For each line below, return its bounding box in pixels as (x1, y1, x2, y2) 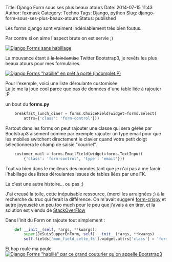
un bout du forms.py (5, 101, 50, 107)
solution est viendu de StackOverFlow (5, 207, 85, 213)
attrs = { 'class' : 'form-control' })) (24, 115, 100, 121)
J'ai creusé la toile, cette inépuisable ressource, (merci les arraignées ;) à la (5, 191, 165, 197)
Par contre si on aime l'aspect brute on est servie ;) (5, 35, 114, 41)
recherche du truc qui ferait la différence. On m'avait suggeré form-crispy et (5, 196, 166, 202)
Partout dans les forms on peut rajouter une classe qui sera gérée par (5, 125, 152, 131)
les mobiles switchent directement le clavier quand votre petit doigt (5, 136, 147, 142)
